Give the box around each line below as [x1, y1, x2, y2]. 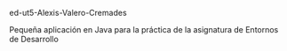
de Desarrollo [9, 34, 60, 44]
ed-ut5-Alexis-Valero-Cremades [9, 8, 127, 18]
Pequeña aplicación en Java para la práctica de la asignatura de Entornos [9, 25, 279, 34]
